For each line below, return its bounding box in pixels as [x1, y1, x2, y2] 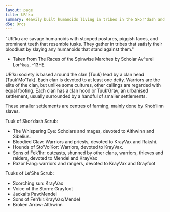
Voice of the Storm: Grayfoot [12, 186, 73, 192]
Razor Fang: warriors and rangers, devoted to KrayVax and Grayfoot [12, 161, 156, 167]
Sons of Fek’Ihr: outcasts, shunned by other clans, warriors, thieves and [12, 149, 164, 156]
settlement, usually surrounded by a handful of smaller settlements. [5, 93, 147, 99]
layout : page [5, 7, 33, 13]
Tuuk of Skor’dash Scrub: [5, 118, 59, 125]
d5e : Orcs [5, 21, 26, 27]
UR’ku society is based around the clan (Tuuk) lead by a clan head [5, 72, 144, 78]
